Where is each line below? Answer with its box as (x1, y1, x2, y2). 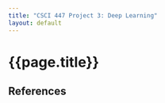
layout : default (8, 19, 62, 27)
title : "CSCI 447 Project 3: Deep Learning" (8, 11, 158, 20)
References (8, 85, 67, 98)
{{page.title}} (8, 53, 99, 71)
